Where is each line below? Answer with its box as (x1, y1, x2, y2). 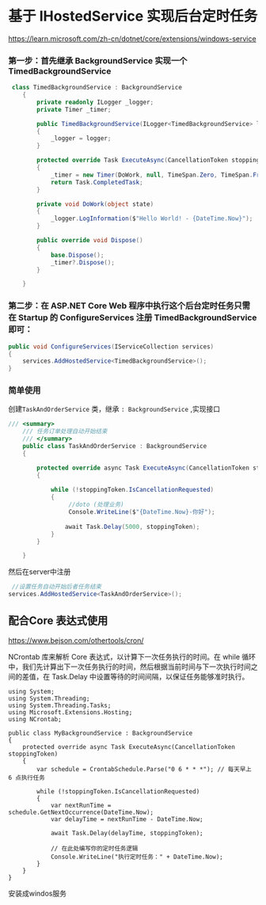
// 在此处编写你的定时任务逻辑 (50, 844, 139, 852)
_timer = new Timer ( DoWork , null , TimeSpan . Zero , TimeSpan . (50, 171, 253, 179)
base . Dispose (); (50, 251, 104, 259)
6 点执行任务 (8, 774, 45, 781)
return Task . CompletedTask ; (50, 178, 144, 186)
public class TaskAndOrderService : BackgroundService (22, 443, 207, 451)
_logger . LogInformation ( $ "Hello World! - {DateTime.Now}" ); (50, 215, 253, 222)
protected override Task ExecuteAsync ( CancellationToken (36, 156, 228, 165)
